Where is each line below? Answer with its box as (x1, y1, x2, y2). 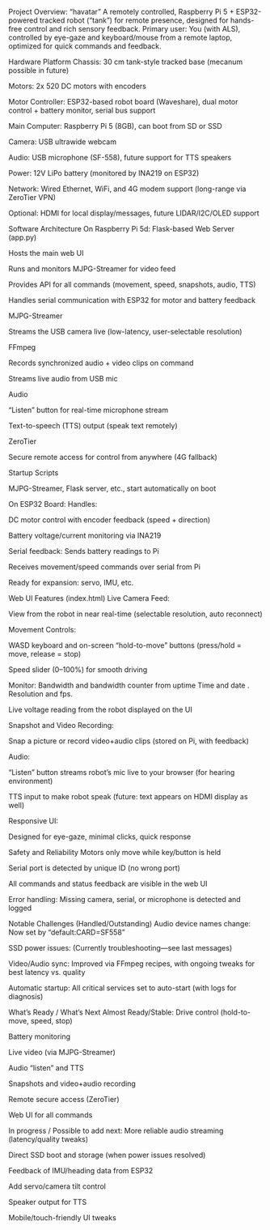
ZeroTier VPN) (8, 193, 57, 202)
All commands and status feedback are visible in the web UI (8, 879, 208, 888)
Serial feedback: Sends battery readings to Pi (8, 547, 159, 555)
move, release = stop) (8, 649, 82, 658)
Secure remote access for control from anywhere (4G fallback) (8, 453, 218, 462)
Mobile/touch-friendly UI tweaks (8, 1213, 117, 1222)
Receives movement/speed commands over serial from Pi (8, 562, 200, 572)
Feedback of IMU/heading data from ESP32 (8, 1166, 154, 1175)
